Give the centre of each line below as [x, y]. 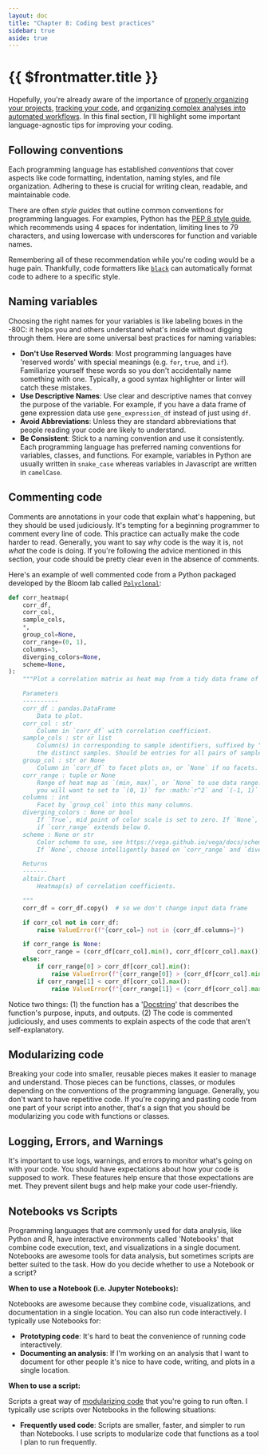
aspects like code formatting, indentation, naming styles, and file [114, 178]
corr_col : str [48, 724]
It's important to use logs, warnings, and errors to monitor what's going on [130, 1161]
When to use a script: [45, 1386]
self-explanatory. [36, 1029]
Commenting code [55, 497]
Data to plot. [60, 716]
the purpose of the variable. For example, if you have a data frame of [133, 404]
